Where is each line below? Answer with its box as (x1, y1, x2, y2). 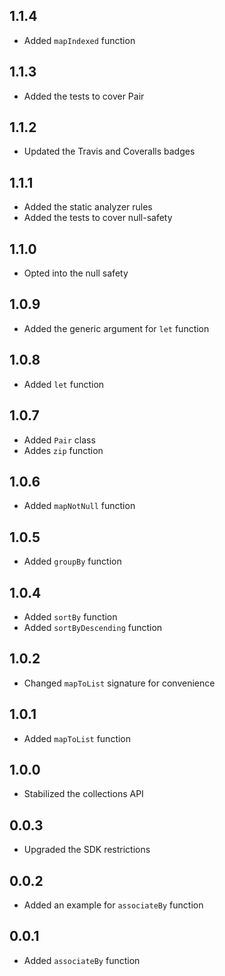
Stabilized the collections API (23, 788, 144, 800)
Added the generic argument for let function (23, 322, 210, 334)
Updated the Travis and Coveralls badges (23, 145, 196, 158)
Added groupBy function (23, 555, 122, 568)
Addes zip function (23, 444, 104, 456)
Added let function (23, 378, 105, 390)
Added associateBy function (23, 954, 141, 966)
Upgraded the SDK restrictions (23, 844, 151, 856)
